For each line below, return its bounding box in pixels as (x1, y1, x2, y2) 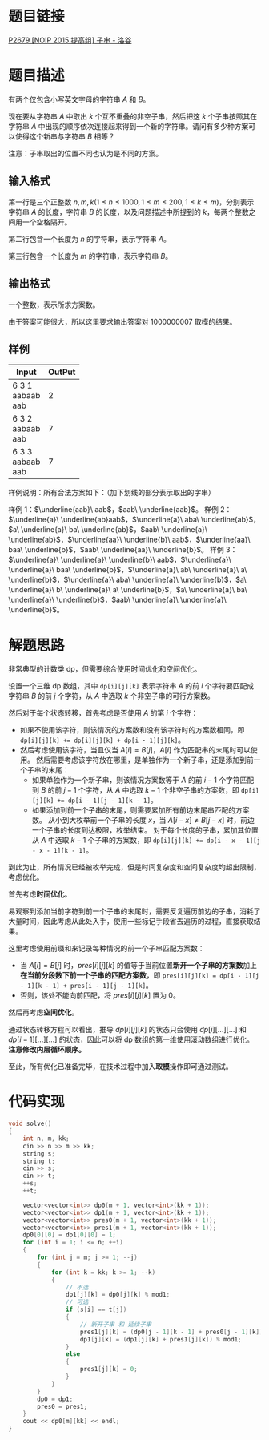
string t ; (22, 1157, 56, 1165)
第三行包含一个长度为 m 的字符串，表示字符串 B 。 (8, 251, 173, 260)
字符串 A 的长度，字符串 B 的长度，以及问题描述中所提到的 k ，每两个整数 (8, 207, 250, 216)
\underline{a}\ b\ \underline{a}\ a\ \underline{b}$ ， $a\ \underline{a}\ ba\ (8, 585, 247, 595)
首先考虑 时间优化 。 (8, 889, 72, 899)
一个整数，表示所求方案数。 (8, 300, 100, 309)
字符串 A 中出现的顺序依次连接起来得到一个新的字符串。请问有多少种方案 (8, 121, 249, 131)
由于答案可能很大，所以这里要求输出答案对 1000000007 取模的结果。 (8, 317, 237, 326)
